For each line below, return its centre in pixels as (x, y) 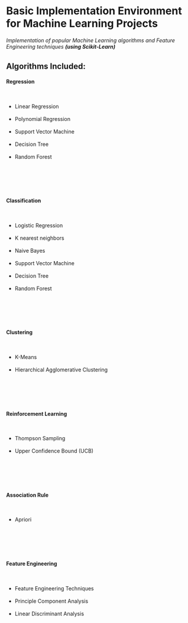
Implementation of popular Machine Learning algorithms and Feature (91, 40)
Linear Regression (37, 106)
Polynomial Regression (43, 119)
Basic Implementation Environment (94, 11)
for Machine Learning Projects (82, 23)
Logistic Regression (39, 225)
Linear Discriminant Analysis (49, 614)
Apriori (23, 520)
